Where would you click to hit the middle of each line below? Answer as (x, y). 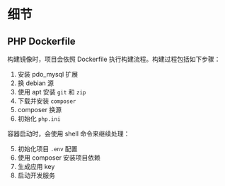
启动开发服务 (36, 175)
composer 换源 (40, 110)
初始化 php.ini (39, 119)
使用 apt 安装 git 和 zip (52, 92)
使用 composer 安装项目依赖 (59, 158)
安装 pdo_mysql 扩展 (48, 74)
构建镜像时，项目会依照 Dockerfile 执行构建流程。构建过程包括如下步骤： (114, 59)
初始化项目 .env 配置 (47, 149)
